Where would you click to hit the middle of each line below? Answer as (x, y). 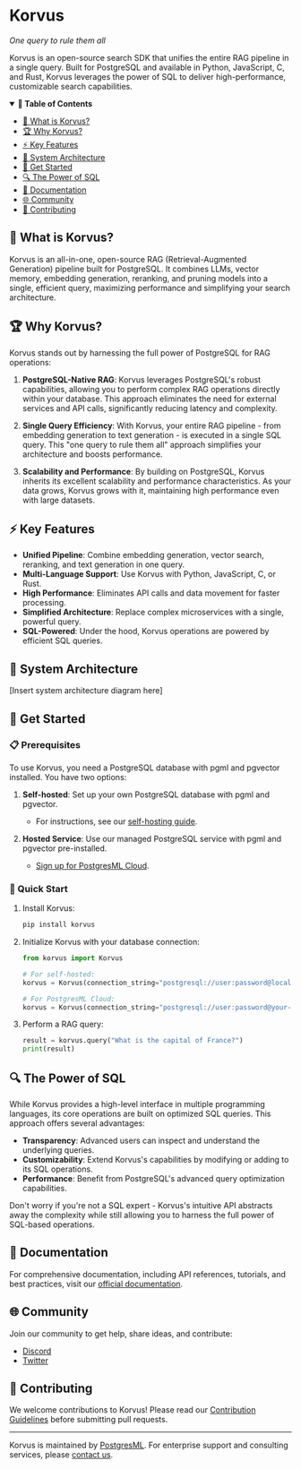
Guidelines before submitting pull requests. (89, 1420)
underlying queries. (58, 1150)
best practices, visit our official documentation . (96, 1284)
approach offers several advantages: (77, 1123)
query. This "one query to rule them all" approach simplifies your (142, 444)
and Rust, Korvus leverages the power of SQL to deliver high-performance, (148, 76)
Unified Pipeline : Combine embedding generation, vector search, (143, 555)
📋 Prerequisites (45, 744)
